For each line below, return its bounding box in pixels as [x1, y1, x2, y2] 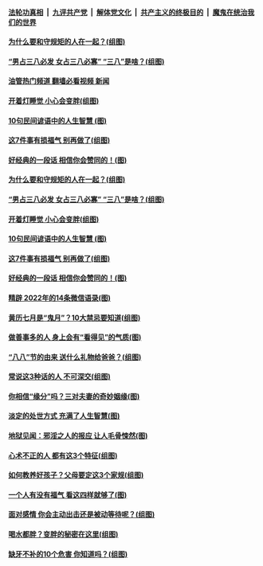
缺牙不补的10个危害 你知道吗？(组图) [8, 549, 128, 559]
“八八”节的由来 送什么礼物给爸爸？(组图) [8, 352, 142, 361]
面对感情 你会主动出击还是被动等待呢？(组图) [8, 509, 155, 519]
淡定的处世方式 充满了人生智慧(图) [8, 411, 120, 421]
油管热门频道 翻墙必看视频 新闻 [8, 76, 110, 86]
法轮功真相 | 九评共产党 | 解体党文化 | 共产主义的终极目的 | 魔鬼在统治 [8, 7, 248, 17]
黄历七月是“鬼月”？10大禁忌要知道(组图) [8, 313, 141, 322]
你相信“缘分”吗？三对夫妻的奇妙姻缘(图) [8, 391, 140, 401]
